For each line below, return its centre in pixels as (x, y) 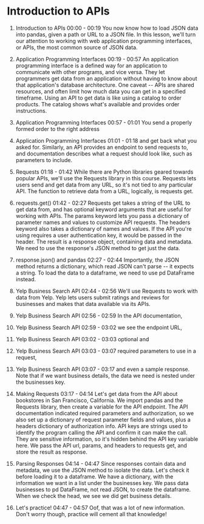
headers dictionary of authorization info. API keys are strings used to (101, 426)
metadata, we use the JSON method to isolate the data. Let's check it (102, 470)
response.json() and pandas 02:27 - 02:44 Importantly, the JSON (97, 260)
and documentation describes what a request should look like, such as (104, 154)
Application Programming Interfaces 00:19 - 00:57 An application (97, 59)
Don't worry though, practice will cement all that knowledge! (91, 514)
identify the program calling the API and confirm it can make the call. (101, 432)
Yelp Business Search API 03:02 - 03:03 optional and (82, 339)
